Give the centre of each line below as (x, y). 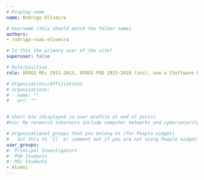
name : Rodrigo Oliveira (36, 18)
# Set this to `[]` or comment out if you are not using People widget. (103, 139)
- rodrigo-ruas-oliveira (38, 40)
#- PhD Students (27, 156)
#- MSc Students (27, 162)
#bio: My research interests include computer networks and (84, 123)
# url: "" (21, 101)
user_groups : (23, 145)
